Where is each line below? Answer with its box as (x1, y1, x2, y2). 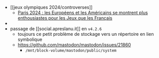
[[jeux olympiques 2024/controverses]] (10, 5, 93, 10)
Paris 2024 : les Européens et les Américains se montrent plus (17, 10, 148, 16)
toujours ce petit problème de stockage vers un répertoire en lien (17, 31, 154, 37)
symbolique (17, 36, 42, 42)
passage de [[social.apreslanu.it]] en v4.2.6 (10, 26, 102, 32)
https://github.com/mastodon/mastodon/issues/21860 (17, 42, 131, 47)
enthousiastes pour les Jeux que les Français (17, 15, 113, 21)
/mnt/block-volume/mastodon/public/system (25, 48, 117, 53)
